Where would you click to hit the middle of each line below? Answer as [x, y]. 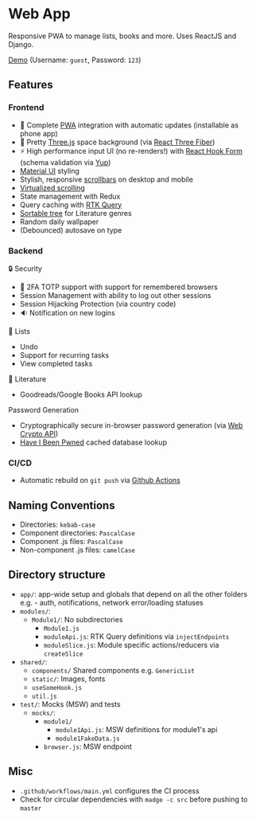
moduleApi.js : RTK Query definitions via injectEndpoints [136, 636]
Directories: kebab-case [58, 525]
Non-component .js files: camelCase [77, 550]
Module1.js [61, 629]
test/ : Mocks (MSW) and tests [70, 704]
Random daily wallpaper [59, 221]
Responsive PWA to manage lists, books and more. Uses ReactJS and [122, 36]
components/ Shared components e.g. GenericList [113, 670]
